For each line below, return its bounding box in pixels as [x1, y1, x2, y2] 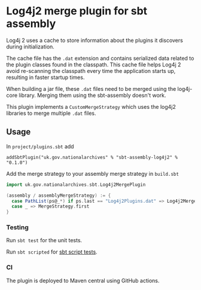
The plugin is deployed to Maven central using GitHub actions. [6, 277, 160, 284]
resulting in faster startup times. [6, 74, 85, 81]
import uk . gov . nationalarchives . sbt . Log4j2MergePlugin [6, 181, 146, 188]
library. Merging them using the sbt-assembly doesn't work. [19, 91, 166, 99]
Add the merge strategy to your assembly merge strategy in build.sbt [6, 170, 179, 177]
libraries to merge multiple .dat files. [6, 109, 97, 117]
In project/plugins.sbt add [6, 142, 74, 150]
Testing [6, 223, 29, 231]
